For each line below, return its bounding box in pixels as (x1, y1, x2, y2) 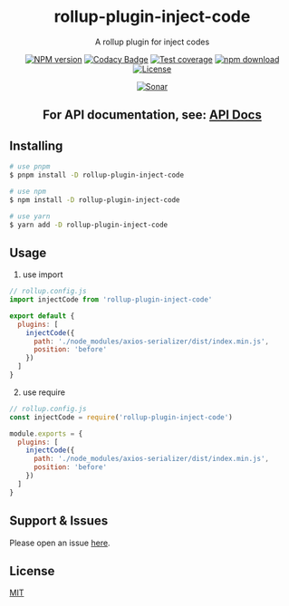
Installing (9, 138, 63, 153)
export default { (9, 311, 75, 321)
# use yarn (9, 211, 51, 221)
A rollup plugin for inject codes (94, 36, 210, 47)
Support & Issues (9, 514, 109, 529)
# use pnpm (9, 162, 51, 171)
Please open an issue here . (9, 537, 111, 548)
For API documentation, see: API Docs (42, 107, 263, 123)
